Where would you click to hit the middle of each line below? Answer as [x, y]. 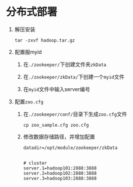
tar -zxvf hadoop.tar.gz [45, 40]
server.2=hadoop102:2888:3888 [60, 173]
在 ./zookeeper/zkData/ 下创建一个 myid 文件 [74, 77]
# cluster [35, 163]
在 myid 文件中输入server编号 [57, 89]
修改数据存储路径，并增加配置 [59, 136]
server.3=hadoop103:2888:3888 [60, 178]
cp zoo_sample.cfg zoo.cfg [56, 125]
